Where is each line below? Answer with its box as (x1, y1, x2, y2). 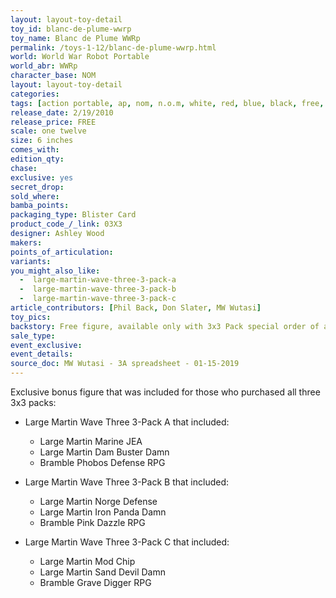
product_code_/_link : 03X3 (10, 219, 123, 230)
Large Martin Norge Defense (39, 496, 158, 507)
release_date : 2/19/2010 (10, 107, 114, 118)
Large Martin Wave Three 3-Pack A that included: (24, 416, 230, 428)
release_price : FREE (10, 117, 97, 127)
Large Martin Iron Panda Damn (39, 506, 167, 518)
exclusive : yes (10, 172, 74, 183)
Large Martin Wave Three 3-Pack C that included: (24, 536, 230, 548)
